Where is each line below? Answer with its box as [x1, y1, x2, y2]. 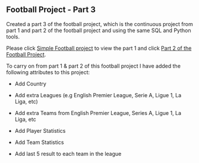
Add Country [14, 80, 46, 87]
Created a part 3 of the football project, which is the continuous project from [6, 20, 193, 27]
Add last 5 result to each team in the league [14, 150, 122, 157]
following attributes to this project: [6, 68, 90, 76]
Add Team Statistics [14, 139, 64, 146]
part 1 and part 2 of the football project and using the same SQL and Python [6, 27, 191, 34]
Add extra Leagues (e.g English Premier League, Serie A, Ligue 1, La [14, 91, 182, 98]
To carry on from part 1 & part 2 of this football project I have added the [6, 62, 181, 69]
